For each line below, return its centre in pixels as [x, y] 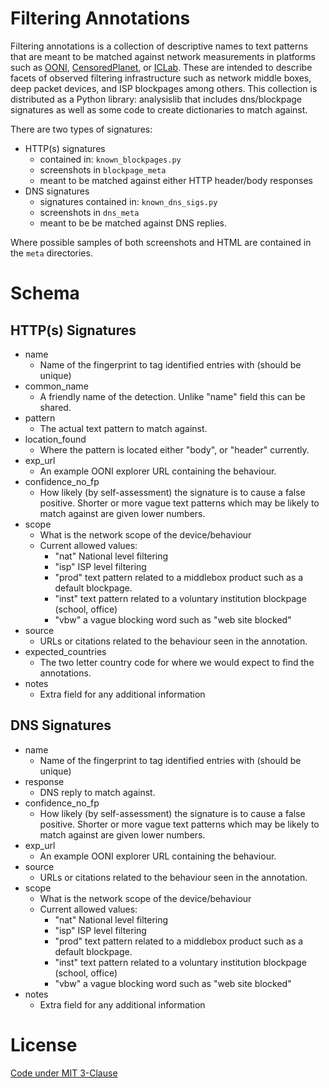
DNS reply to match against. [97, 792]
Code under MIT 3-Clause [64, 1073]
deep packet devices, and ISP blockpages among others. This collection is [164, 88]
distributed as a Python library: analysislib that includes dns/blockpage [156, 99]
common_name [56, 386]
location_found [55, 439]
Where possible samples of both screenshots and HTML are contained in [161, 242]
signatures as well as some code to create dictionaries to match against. [159, 109]
